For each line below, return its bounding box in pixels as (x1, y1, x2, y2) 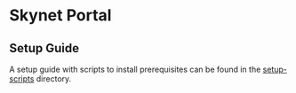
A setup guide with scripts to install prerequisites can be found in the (9, 64, 261, 74)
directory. (36, 74, 72, 84)
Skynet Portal (9, 5, 112, 26)
